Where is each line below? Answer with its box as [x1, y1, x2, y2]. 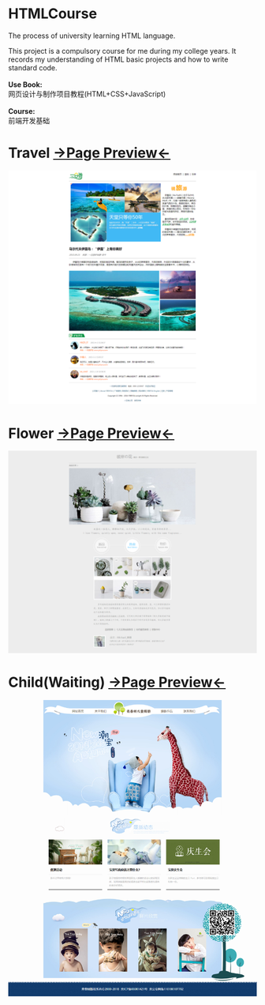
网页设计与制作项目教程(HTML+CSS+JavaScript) [8, 88, 166, 99]
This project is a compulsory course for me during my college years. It [8, 46, 237, 55]
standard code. [8, 62, 58, 72]
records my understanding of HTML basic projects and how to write [8, 55, 229, 64]
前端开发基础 [8, 115, 50, 125]
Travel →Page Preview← [8, 144, 171, 162]
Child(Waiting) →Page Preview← [8, 673, 226, 691]
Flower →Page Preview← [8, 424, 175, 442]
